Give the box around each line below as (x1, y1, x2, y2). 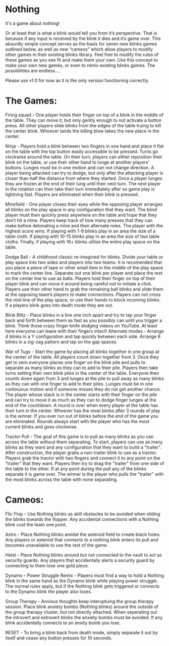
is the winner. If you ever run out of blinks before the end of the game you (5, 413, 159, 419)
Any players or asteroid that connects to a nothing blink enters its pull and (5, 536, 159, 542)
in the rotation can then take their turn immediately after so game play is (5, 186, 155, 192)
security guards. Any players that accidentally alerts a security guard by (5, 557, 155, 563)
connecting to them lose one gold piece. (5, 562, 89, 569)
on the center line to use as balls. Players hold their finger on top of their (5, 275, 155, 281)
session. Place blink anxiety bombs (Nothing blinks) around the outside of (5, 604, 159, 610)
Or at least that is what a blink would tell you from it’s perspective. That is (5, 30, 157, 36)
